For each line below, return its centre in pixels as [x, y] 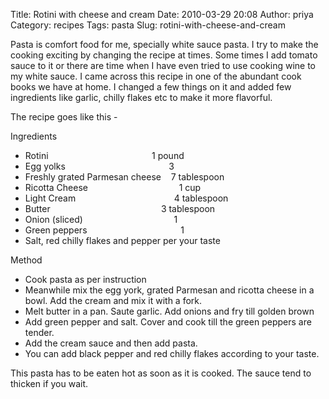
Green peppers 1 [104, 230]
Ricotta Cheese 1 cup [113, 187]
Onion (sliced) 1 [101, 219]
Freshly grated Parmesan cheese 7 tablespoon [124, 177]
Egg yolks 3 [99, 166]
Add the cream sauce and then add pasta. [111, 343]
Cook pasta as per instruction [85, 279]
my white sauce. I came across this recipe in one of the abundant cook [156, 76]
